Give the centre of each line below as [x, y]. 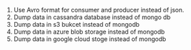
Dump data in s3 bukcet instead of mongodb [77, 24]
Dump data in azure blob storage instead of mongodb [89, 32]
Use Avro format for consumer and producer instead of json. [99, 10]
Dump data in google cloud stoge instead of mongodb [90, 39]
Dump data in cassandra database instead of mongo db [92, 17]
